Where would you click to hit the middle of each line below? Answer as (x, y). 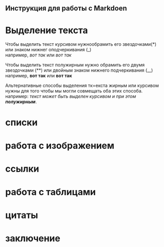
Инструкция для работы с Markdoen (66, 8)
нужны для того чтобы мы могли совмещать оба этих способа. (74, 91)
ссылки (22, 168)
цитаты (22, 215)
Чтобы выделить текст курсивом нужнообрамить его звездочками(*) (81, 44)
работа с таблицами (51, 192)
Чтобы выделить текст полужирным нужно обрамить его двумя (75, 65)
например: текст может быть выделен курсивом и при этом (71, 97)
